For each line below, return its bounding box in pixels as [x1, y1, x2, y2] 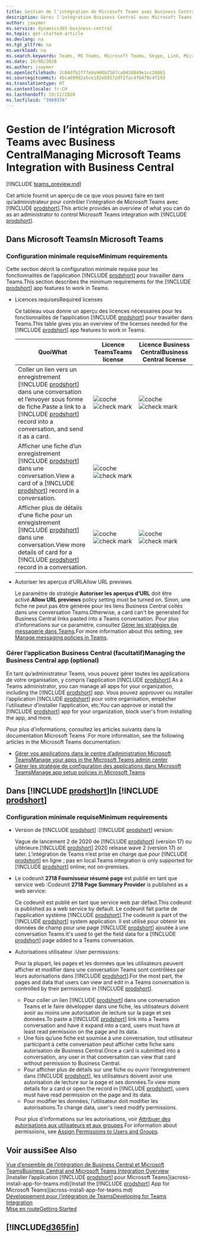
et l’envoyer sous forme [17, 395, 84, 404]
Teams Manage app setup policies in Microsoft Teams [14, 768, 146, 776]
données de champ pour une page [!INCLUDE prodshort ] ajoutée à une [14, 924, 189, 931]
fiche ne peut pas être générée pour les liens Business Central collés [14, 603, 183, 610]
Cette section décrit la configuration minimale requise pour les [6, 266, 158, 273]
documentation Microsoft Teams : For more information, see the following [6, 732, 184, 739]
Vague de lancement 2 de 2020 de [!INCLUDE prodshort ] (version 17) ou [14, 838, 192, 845]
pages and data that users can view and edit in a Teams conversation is [14, 979, 190, 986]
